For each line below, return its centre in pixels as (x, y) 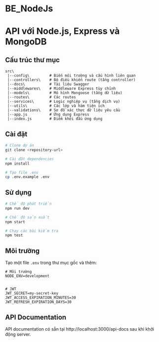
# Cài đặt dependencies (30, 159)
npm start (15, 222)
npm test (14, 235)
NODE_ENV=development (27, 276)
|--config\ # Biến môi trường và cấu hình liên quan (71, 76)
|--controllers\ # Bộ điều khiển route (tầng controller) (71, 80)
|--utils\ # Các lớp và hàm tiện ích (56, 106)
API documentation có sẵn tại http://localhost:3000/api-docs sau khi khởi (80, 329)
